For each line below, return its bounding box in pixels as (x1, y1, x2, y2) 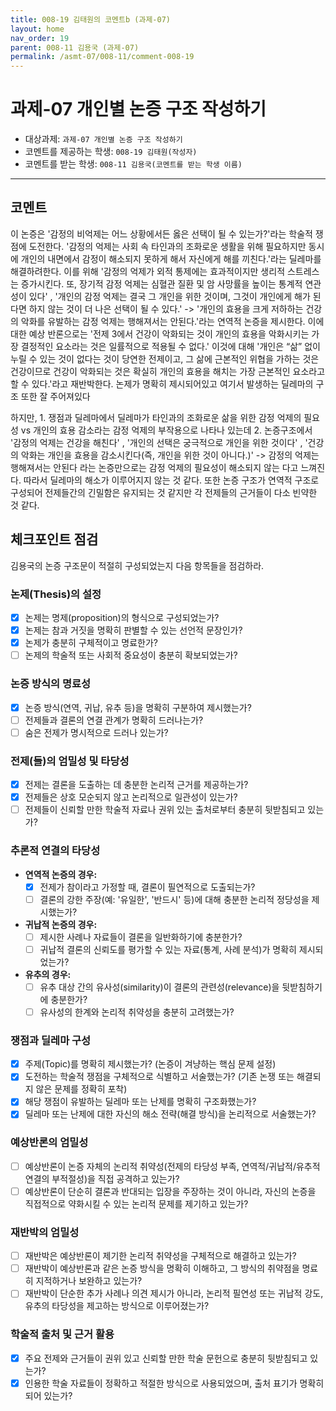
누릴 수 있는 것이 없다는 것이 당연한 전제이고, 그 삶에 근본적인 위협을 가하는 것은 (10, 352, 320, 365)
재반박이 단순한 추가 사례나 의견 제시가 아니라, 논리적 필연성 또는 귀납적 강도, (24, 1287, 324, 1300)
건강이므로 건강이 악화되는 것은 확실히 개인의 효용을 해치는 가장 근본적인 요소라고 (10, 365, 326, 377)
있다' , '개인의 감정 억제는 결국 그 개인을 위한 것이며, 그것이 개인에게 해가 (28, 290, 311, 302)
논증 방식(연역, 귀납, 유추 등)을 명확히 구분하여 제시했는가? (24, 701, 252, 713)
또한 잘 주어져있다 (20, 390, 91, 402)
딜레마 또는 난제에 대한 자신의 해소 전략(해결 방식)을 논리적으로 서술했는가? (24, 1108, 317, 1120)
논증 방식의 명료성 (10, 677, 92, 691)
